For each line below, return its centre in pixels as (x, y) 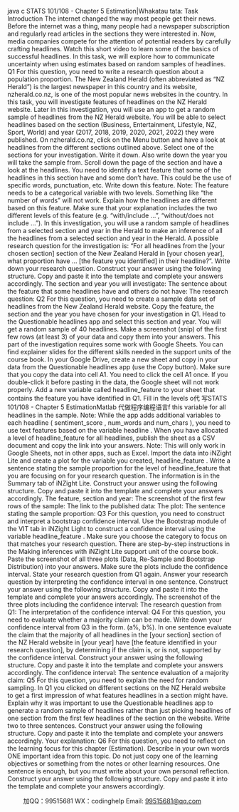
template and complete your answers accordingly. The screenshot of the (114, 597)
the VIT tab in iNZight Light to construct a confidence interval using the (111, 529)
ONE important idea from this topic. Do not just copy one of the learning (113, 756)
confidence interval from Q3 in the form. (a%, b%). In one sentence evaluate (119, 627)
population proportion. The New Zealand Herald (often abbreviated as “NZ (116, 79)
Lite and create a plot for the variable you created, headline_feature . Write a (119, 461)
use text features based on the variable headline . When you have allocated (118, 430)
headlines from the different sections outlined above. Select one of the (111, 147)
